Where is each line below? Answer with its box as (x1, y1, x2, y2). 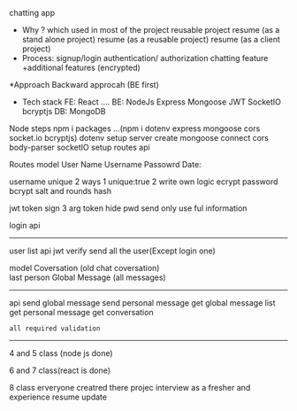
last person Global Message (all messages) (9, 272, 166, 283)
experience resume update (9, 392, 108, 402)
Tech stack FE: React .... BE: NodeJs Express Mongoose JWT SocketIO (21, 97, 281, 107)
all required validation (9, 324, 101, 333)
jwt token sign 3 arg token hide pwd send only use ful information (9, 203, 247, 213)
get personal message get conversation (9, 307, 154, 317)
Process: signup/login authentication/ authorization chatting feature (21, 53, 269, 63)
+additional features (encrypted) (21, 62, 141, 73)
